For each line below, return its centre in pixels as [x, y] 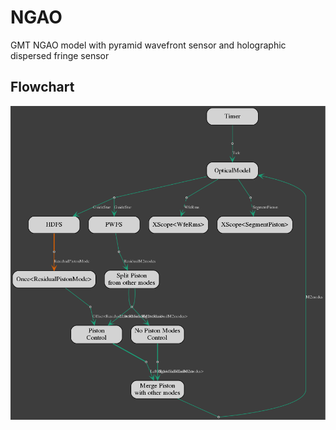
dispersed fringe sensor [60, 55]
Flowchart [42, 87]
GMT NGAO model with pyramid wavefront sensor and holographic [148, 45]
